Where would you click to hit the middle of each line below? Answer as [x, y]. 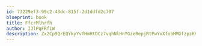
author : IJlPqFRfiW [31, 28]
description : [23, 34]
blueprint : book [26, 17]
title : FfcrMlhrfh [29, 23]
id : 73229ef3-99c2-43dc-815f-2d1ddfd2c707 [60, 12]
